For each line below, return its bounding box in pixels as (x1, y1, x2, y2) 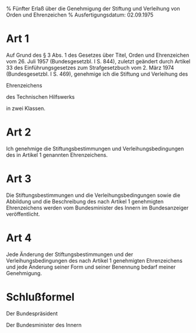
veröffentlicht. (6, 210, 40, 218)
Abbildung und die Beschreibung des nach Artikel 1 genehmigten (6, 198, 164, 205)
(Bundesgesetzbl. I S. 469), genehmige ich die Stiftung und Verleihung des (6, 70, 188, 77)
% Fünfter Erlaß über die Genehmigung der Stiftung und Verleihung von (6, 5, 180, 12)
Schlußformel (6, 290, 75, 303)
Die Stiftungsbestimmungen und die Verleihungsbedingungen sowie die (6, 192, 181, 199)
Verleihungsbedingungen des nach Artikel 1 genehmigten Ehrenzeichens (6, 257, 183, 264)
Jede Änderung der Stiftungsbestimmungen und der (6, 251, 133, 258)
